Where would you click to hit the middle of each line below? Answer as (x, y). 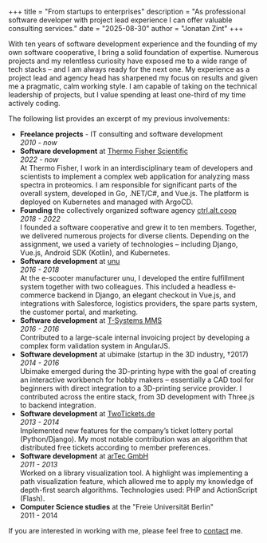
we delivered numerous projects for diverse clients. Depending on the (134, 236)
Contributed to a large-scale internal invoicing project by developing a (134, 337)
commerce (37, 295)
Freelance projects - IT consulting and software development (121, 134)
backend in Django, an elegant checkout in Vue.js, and (147, 295)
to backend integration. (58, 405)
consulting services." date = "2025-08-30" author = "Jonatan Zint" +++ (126, 28)
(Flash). (32, 498)
